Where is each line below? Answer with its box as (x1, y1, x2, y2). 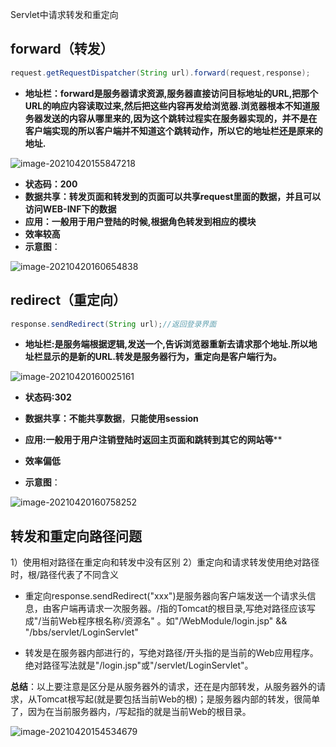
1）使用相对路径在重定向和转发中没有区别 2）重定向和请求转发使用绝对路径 (10, 556, 320, 568)
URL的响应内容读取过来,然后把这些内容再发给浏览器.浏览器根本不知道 (24, 99, 312, 112)
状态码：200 (24, 178, 78, 190)
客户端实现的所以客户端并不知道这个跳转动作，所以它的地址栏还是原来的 (24, 124, 323, 137)
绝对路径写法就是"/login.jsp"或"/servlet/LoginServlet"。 (24, 659, 254, 672)
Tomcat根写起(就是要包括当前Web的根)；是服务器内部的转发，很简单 (36, 693, 321, 705)
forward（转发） (10, 41, 114, 58)
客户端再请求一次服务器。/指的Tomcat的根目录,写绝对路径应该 (51, 603, 308, 615)
